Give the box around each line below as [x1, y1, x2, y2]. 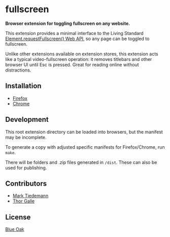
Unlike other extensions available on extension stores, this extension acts [5, 51, 158, 57]
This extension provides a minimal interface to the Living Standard [5, 30, 144, 36]
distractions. [5, 67, 31, 73]
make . [5, 149, 16, 155]
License [5, 213, 31, 221]
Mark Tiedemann [12, 193, 49, 199]
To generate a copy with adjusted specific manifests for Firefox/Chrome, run [5, 144, 165, 150]
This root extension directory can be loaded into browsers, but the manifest [5, 128, 163, 135]
